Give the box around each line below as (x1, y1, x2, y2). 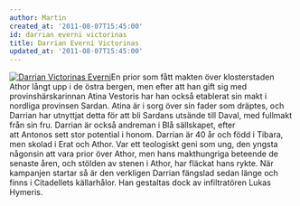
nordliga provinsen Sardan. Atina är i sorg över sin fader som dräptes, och (9, 100, 285, 111)
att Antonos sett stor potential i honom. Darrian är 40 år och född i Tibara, (9, 129, 284, 140)
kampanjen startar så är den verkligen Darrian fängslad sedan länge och (9, 168, 278, 179)
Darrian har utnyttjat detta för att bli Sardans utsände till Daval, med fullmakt (9, 110, 292, 121)
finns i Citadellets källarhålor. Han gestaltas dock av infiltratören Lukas (9, 177, 271, 188)
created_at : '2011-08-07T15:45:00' (9, 22, 144, 31)
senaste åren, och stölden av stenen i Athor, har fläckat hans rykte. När (9, 158, 274, 169)
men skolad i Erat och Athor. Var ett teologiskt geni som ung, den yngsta (9, 139, 278, 150)
